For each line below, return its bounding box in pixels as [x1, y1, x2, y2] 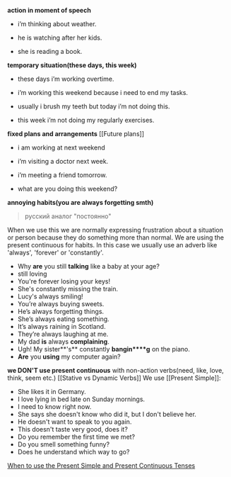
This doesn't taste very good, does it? [17, 425, 129, 433]
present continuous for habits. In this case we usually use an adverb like [7, 241, 218, 249]
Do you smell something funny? [17, 440, 110, 449]
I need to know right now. [17, 403, 92, 410]
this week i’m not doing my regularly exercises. [17, 116, 155, 124]
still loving [17, 269, 47, 278]
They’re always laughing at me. [17, 330, 109, 338]
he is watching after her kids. [17, 33, 102, 42]
